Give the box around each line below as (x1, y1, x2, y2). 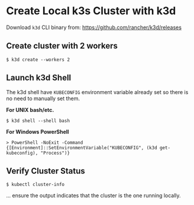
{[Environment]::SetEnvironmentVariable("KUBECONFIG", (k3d (6, 145, 158, 150)
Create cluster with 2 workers (6, 41, 118, 51)
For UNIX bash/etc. (6, 106, 54, 113)
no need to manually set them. (6, 95, 80, 102)
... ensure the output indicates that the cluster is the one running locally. (6, 192, 182, 199)
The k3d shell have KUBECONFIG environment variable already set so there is (6, 88, 189, 95)
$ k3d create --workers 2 (6, 56, 70, 63)
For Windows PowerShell (6, 128, 69, 135)
